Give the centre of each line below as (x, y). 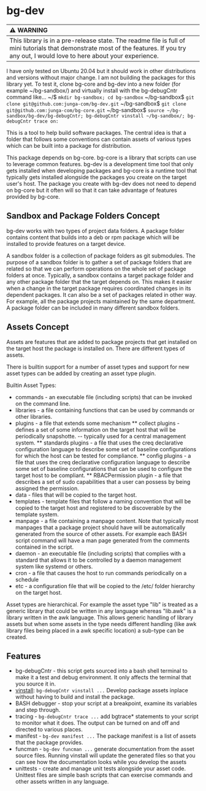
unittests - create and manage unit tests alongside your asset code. (100, 769)
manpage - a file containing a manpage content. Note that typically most (107, 521)
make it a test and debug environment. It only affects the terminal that (103, 678)
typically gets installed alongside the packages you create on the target (97, 177)
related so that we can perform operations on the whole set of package (96, 269)
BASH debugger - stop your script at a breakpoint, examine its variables (106, 703)
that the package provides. (49, 743)
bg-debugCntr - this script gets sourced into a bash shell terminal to (101, 671)
